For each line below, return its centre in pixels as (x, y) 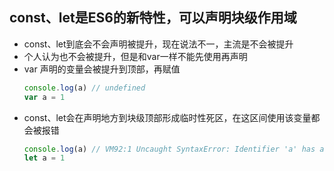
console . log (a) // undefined (84, 88)
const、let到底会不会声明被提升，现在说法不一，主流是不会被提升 (158, 44)
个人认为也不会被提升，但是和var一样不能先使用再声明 (135, 56)
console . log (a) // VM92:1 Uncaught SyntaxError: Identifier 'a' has (169, 149)
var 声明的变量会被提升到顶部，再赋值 (102, 69)
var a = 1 (44, 97)
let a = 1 (44, 158)
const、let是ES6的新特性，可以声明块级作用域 (153, 18)
